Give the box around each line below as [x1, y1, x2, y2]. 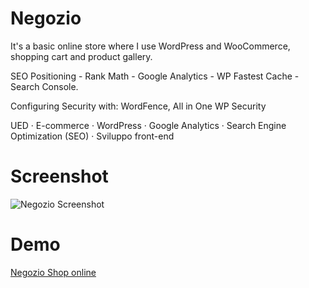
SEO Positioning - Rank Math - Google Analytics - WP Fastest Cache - [10, 70, 300, 82]
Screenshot [10, 165, 109, 188]
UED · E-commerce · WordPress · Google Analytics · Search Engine [10, 119, 287, 131]
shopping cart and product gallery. [10, 50, 153, 62]
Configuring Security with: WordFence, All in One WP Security [10, 100, 267, 112]
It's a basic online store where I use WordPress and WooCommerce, [10, 40, 291, 52]
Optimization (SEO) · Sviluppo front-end [10, 130, 175, 142]
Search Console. [10, 80, 79, 92]
